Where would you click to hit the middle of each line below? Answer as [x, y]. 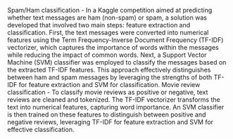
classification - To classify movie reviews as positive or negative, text [108, 92]
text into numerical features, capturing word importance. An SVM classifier [116, 107]
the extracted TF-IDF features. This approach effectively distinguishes [109, 70]
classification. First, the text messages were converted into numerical [108, 32]
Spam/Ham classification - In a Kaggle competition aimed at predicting [110, 10]
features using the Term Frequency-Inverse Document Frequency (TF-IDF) [115, 40]
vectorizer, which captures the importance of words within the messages [113, 47]
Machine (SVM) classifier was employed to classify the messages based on [117, 62]
